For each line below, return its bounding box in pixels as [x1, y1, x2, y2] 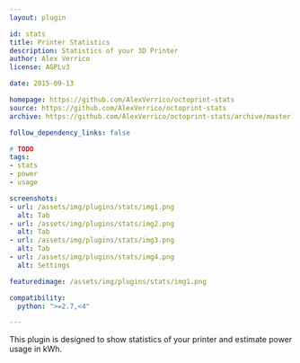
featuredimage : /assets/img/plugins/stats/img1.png [9, 277, 207, 286]
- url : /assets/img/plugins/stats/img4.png [9, 252, 175, 261]
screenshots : [9, 194, 58, 203]
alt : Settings [17, 261, 70, 270]
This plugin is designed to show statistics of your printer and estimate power [9, 334, 293, 345]
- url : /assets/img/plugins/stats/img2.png [9, 219, 175, 228]
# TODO [9, 145, 34, 154]
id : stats [9, 29, 47, 39]
